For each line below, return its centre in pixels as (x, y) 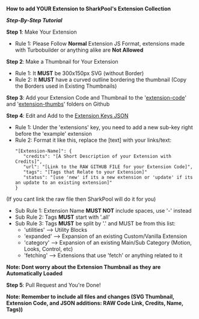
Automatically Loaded (35, 273)
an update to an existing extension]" (63, 183)
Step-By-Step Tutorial (34, 20)
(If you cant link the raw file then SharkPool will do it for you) (81, 199)
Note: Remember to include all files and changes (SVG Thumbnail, (90, 296)
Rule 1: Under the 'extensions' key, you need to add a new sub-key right (104, 127)
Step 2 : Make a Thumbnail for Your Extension (62, 62)
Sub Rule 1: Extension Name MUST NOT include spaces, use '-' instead (103, 211)
